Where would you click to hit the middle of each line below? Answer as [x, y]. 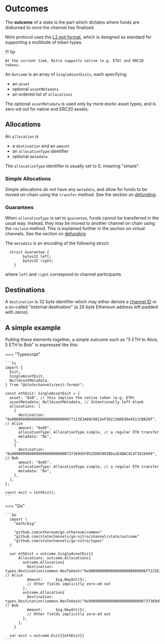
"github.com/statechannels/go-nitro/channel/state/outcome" [77, 536]
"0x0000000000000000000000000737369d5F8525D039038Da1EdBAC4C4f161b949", [81, 453]
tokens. [13, 65]
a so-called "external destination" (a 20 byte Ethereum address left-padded [82, 307]
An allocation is [22, 136]
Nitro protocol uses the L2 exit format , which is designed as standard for [78, 37]
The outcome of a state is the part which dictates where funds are [72, 22]
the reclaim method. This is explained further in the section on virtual [75, 228]
